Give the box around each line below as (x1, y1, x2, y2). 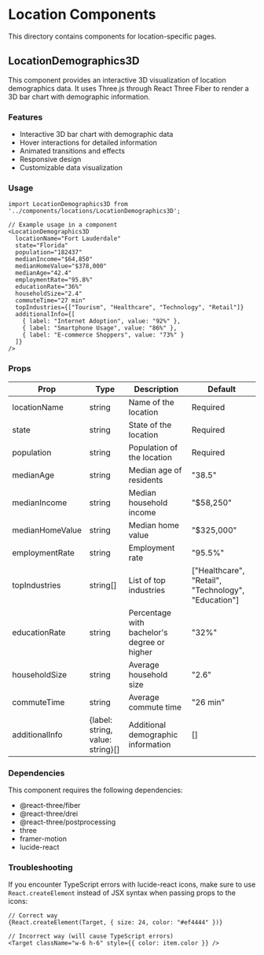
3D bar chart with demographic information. (8, 92, 151, 101)
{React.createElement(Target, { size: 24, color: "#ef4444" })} (8, 919, 223, 927)
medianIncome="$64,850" (15, 256, 93, 264)
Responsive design (19, 155, 82, 164)
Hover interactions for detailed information (19, 138, 157, 147)
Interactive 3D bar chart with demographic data (19, 130, 174, 139)
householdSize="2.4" (15, 289, 82, 298)
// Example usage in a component (8, 221, 118, 229)
